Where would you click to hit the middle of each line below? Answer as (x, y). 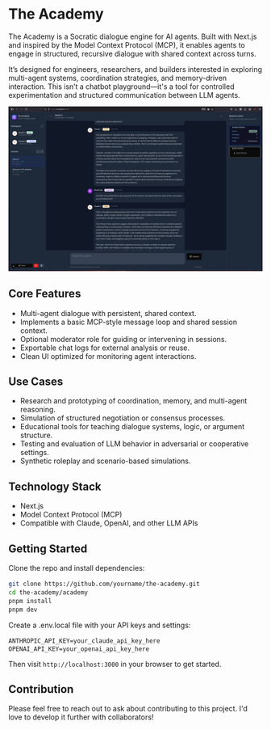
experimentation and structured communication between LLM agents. (124, 95)
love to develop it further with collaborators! (81, 717)
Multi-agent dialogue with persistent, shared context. (108, 313)
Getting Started (48, 549)
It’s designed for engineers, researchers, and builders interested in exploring (135, 69)
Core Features (45, 294)
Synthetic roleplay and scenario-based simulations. (105, 461)
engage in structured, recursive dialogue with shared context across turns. (132, 53)
